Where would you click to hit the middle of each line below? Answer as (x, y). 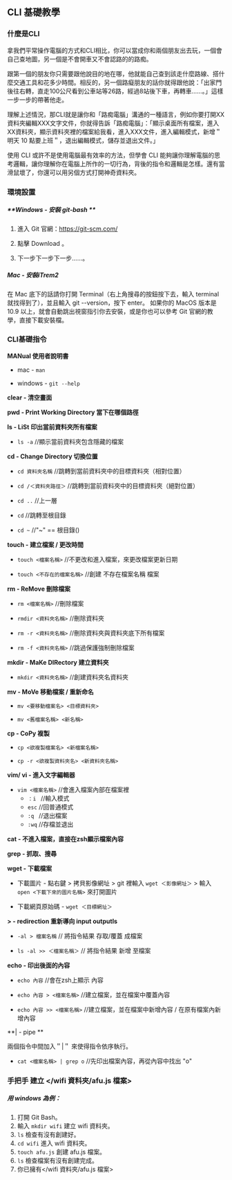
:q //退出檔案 (47, 815)
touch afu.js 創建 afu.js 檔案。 (61, 1152)
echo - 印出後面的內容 (39, 965)
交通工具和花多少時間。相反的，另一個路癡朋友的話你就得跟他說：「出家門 (117, 82)
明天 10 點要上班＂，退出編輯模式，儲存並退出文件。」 (83, 140)
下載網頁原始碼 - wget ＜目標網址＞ (65, 906)
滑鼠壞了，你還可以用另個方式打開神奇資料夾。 (74, 172)
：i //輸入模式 (48, 798)
